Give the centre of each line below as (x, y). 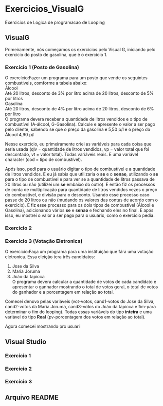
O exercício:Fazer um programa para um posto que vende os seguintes (76, 78)
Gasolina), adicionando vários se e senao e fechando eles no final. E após (79, 211)
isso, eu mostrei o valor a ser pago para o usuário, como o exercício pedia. (80, 215)
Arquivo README (32, 397)
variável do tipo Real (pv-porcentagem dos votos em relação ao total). (75, 317)
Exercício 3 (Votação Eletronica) (44, 241)
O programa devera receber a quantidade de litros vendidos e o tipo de (76, 119)
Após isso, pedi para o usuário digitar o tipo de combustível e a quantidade (80, 169)
